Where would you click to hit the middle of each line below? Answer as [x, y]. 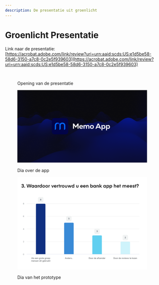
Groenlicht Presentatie [52, 35]
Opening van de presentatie [45, 83]
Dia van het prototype [39, 277]
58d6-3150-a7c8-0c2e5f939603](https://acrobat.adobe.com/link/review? [79, 59]
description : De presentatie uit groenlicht [51, 10]
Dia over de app [34, 171]
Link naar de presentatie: [30, 48]
